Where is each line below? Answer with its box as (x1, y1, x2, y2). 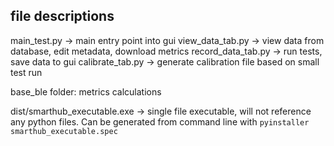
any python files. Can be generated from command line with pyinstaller (10, 115, 310, 128)
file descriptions (10, 8, 115, 25)
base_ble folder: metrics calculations (10, 85, 162, 98)
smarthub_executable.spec (10, 126, 118, 136)
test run (10, 66, 43, 78)
